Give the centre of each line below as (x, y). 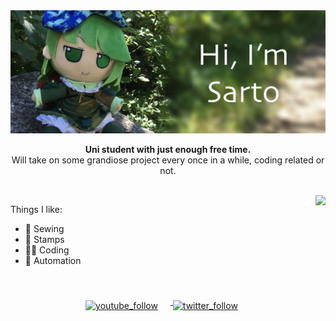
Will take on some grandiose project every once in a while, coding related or (168, 160)
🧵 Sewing (44, 229)
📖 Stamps (44, 240)
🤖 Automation (53, 261)
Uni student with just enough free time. (168, 150)
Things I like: (36, 210)
